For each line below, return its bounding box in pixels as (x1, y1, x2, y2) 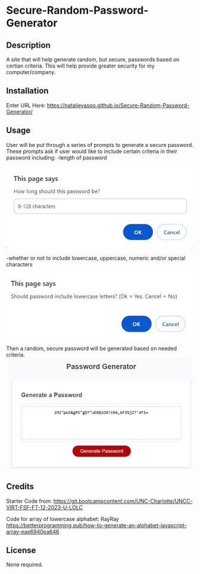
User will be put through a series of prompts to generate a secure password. (6, 141, 193, 148)
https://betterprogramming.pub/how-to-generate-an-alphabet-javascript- (6, 521, 187, 529)
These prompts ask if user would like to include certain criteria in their (6, 148, 177, 155)
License (6, 545, 36, 555)
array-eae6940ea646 (6, 528, 60, 535)
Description (6, 40, 51, 50)
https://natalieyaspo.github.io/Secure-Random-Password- (46, 102, 190, 109)
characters (6, 261, 33, 268)
